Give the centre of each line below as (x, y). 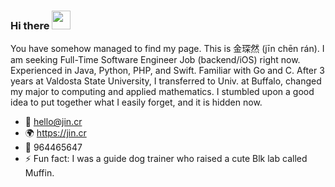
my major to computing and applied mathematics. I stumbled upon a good (162, 92)
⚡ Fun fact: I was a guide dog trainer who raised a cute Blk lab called (166, 159)
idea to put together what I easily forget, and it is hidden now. (136, 102)
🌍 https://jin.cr (55, 133)
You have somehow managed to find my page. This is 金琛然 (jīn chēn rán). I (167, 49)
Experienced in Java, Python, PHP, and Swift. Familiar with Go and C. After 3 (167, 71)
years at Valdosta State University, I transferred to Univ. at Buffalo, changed (166, 81)
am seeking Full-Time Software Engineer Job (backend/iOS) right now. (155, 60)
